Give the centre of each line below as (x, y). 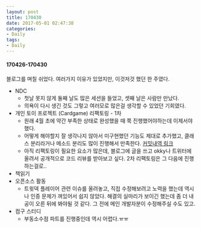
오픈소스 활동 (30, 181)
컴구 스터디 (28, 211)
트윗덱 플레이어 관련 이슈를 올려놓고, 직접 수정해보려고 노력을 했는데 (104, 189)
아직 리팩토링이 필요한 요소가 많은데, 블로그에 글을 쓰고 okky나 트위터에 (108, 151)
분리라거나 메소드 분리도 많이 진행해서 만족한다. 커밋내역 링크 (102, 144)
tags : (13, 40)
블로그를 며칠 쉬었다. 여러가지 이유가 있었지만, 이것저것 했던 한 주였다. (88, 79)
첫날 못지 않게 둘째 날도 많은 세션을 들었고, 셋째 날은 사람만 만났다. (101, 98)
